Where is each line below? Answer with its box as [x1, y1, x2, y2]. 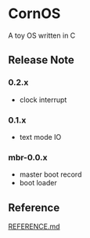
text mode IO [19, 132, 62, 141]
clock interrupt [19, 95, 67, 104]
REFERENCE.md [8, 222, 60, 232]
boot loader [19, 178, 57, 188]
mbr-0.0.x [8, 152, 48, 163]
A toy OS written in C [8, 31, 76, 40]
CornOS [8, 5, 61, 23]
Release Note [8, 53, 74, 67]
